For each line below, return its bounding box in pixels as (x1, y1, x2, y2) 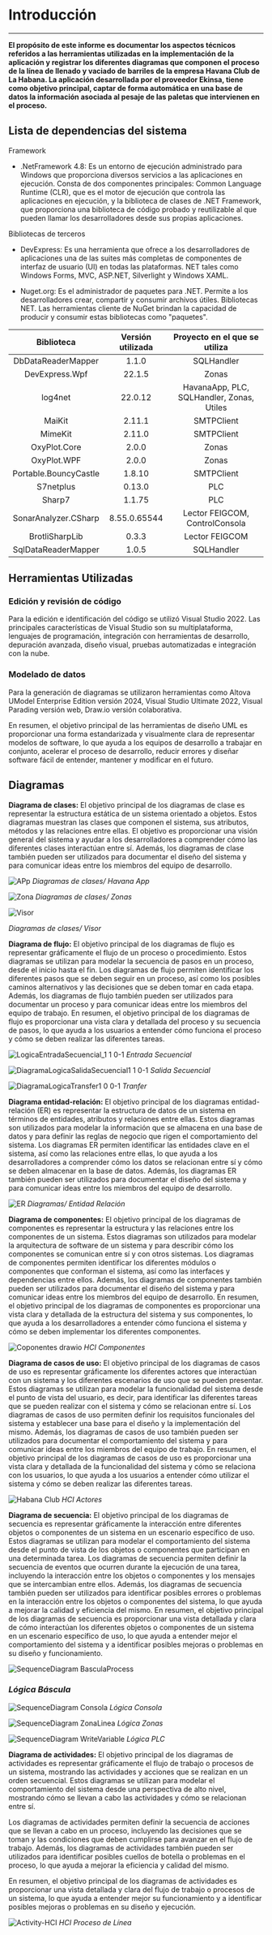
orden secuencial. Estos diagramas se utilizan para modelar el (8, 1775, 215, 1785)
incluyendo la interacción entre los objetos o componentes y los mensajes (8, 1571, 256, 1580)
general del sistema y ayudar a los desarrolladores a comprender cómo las (8, 834, 257, 844)
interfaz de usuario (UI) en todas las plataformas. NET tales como (19, 261, 239, 271)
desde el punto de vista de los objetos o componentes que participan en (8, 1545, 250, 1554)
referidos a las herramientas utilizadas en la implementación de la (8, 49, 235, 58)
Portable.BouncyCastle (12, 468, 100, 479)
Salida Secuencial (150, 1065, 210, 1075)
